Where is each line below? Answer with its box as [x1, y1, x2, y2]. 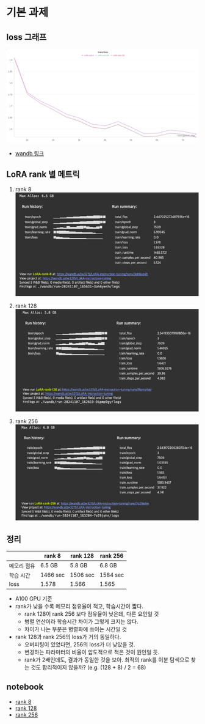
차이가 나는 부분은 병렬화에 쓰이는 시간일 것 [24, 625, 127, 633]
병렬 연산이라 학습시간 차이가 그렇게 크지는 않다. [24, 618, 138, 625]
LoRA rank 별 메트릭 [6, 169, 81, 179]
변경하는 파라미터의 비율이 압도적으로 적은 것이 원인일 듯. [24, 648, 160, 656]
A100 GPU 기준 [15, 594, 52, 602]
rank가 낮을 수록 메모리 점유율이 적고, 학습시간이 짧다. [15, 602, 143, 610]
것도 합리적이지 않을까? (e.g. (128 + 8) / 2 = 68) [31, 663, 146, 671]
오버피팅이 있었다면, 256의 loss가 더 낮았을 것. [24, 640, 135, 648]
